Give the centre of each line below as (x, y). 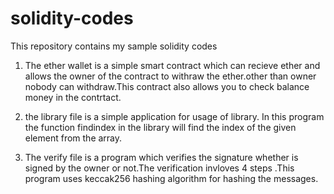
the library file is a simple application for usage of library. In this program (174, 116)
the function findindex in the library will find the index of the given (160, 127)
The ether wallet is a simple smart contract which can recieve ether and (172, 65)
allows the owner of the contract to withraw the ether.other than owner (170, 76)
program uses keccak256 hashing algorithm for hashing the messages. (171, 178)
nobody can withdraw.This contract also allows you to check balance (167, 86)
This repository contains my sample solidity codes (114, 46)
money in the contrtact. (73, 97)
